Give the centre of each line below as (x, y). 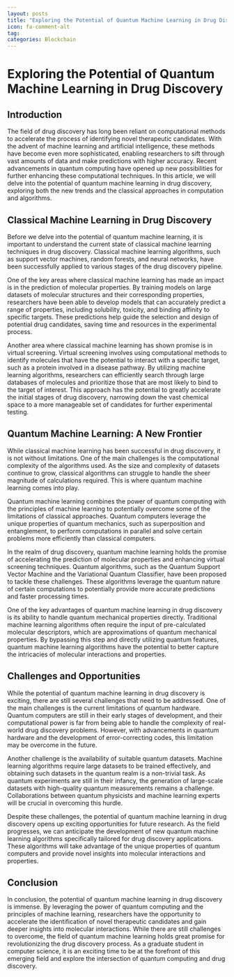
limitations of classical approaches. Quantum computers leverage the (107, 516)
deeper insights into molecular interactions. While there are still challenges (114, 929)
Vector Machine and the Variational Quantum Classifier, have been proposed (117, 574)
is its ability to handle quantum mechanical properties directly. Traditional (112, 617)
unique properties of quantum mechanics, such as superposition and (106, 523)
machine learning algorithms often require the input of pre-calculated (107, 624)
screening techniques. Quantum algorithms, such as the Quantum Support (114, 566)
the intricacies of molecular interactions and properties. (87, 654)
